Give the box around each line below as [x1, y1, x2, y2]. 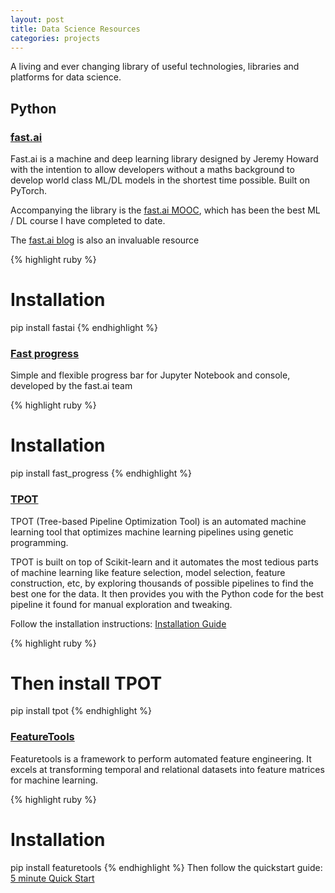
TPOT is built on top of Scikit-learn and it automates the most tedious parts [10, 556, 319, 568]
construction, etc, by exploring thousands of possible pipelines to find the [10, 577, 314, 589]
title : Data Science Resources [10, 24, 141, 34]
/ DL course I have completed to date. [10, 215, 166, 227]
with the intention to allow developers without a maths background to [10, 164, 295, 176]
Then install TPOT [10, 672, 163, 695]
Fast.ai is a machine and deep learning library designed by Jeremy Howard [10, 153, 319, 165]
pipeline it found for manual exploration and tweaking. [10, 598, 233, 610]
